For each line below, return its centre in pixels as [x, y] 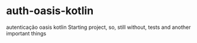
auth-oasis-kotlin [50, 11]
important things [26, 33]
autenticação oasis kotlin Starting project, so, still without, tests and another [98, 27]
